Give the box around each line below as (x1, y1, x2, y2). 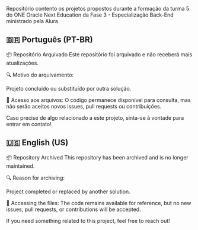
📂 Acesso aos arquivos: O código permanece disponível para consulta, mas (6, 96, 191, 103)
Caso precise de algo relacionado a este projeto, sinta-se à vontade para (6, 114, 184, 121)
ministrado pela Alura (6, 18, 58, 24)
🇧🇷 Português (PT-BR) (6, 35, 93, 45)
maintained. (6, 162, 35, 170)
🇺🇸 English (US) (6, 138, 69, 148)
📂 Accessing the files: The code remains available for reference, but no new (6, 199, 191, 206)
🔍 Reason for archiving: (6, 174, 65, 181)
